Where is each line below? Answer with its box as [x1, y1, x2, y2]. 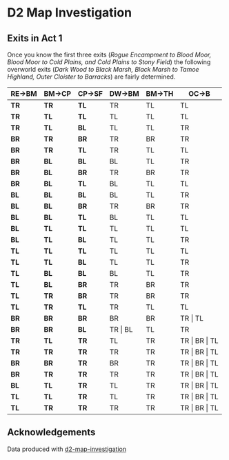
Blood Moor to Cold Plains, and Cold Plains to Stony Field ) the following [7, 58, 211, 66]
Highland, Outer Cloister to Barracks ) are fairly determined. [7, 72, 176, 81]
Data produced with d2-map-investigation [7, 445, 126, 453]
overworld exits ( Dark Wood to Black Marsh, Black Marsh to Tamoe [7, 66, 199, 73]
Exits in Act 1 [7, 32, 63, 44]
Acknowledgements [7, 426, 96, 439]
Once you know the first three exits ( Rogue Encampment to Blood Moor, [7, 50, 212, 59]
